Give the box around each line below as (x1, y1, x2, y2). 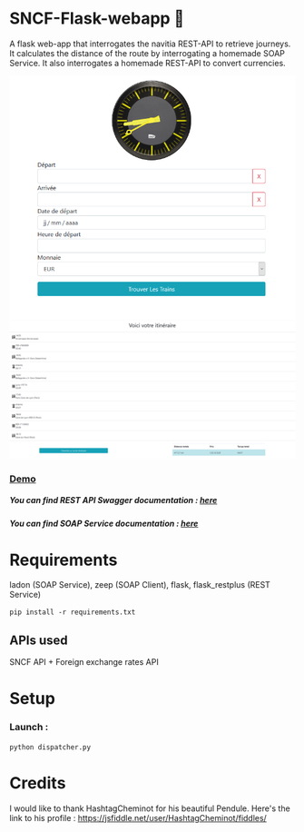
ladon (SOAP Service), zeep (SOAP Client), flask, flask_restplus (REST (9, 579, 270, 590)
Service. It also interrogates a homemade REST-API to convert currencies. (9, 57, 286, 68)
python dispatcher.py (9, 742, 92, 752)
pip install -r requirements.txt (9, 608, 136, 617)
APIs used (9, 632, 68, 648)
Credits (9, 772, 66, 793)
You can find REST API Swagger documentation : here (9, 495, 218, 506)
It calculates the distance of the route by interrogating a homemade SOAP (9, 47, 286, 58)
